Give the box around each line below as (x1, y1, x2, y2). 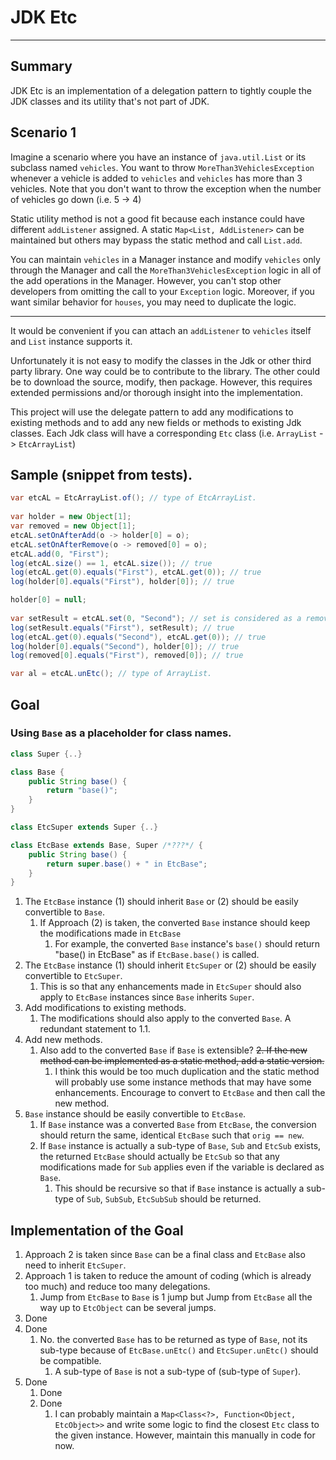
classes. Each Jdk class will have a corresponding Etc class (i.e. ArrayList (10, 427, 318, 439)
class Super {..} (10, 749, 83, 759)
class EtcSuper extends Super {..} (10, 822, 159, 833)
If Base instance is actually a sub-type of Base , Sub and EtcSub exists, (39, 1140, 322, 1152)
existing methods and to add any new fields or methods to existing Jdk (10, 416, 302, 428)
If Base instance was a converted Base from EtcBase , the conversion (39, 1119, 317, 1131)
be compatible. (39, 1355, 102, 1367)
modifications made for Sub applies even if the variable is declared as (39, 1161, 325, 1173)
